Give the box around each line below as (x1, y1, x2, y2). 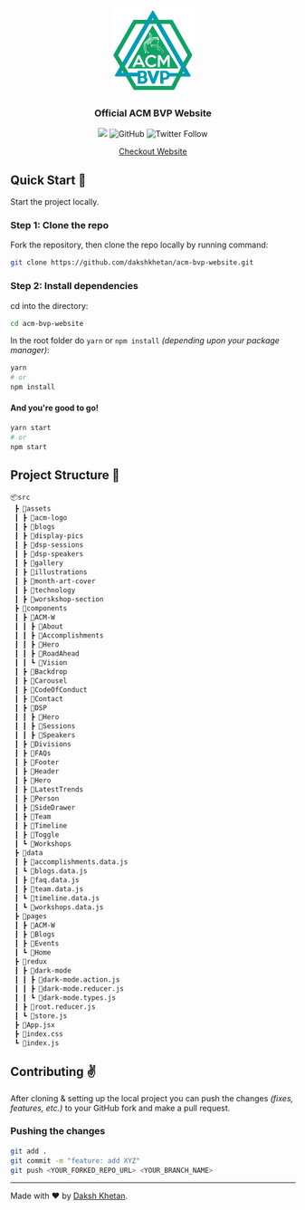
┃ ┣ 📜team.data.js (14, 884, 84, 894)
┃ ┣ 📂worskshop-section (14, 594, 104, 604)
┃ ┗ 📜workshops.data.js (14, 902, 104, 912)
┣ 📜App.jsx (14, 1020, 55, 1030)
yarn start (10, 424, 52, 433)
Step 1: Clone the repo (10, 219, 110, 232)
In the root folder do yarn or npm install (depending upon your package (10, 335, 280, 346)
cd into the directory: (10, 300, 89, 311)
